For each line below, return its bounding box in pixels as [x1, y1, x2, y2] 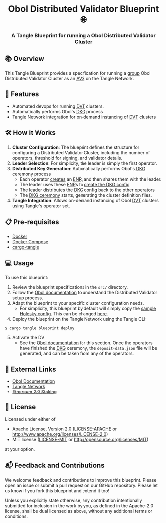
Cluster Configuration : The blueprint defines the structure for [12, 144, 140, 150]
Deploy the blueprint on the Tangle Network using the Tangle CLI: [12, 316, 147, 322]
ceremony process [12, 171, 51, 177]
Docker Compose [12, 239, 49, 245]
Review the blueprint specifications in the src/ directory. [12, 284, 128, 290]
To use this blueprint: [5, 275, 49, 281]
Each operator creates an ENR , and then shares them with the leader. [19, 176, 162, 182]
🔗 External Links [5, 365, 56, 373]
